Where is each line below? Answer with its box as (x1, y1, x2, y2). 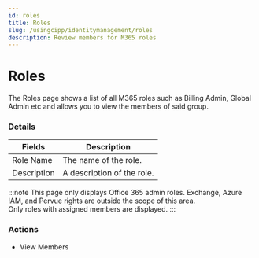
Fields (21, 142, 46, 153)
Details (8, 121, 36, 132)
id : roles (8, 11, 41, 20)
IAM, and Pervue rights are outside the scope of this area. (8, 196, 196, 205)
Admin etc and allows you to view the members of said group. (8, 101, 209, 111)
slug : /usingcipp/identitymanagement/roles (8, 26, 154, 34)
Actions (8, 224, 39, 235)
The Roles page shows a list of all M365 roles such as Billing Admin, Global (8, 94, 252, 103)
